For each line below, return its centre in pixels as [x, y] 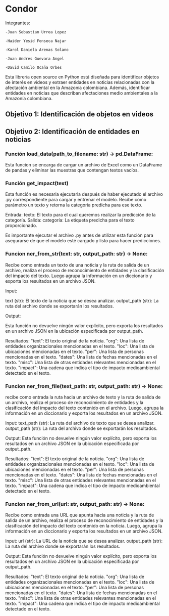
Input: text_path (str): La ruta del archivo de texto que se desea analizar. [80, 423]
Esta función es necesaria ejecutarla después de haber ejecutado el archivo [84, 194]
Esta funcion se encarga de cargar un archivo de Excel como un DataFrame [84, 165]
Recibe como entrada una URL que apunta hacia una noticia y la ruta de [80, 515]
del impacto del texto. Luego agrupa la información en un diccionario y [79, 276]
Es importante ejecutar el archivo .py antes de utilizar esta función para [79, 235]
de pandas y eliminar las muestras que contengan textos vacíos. [72, 170]
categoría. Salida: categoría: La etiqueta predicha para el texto [70, 220]
